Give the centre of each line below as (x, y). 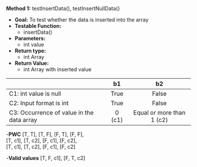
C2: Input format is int (39, 103)
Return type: (30, 51)
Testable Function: (38, 26)
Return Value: (32, 63)
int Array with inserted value (57, 69)
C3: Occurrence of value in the (51, 112)
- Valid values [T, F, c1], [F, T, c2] (46, 158)
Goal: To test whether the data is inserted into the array (81, 20)
